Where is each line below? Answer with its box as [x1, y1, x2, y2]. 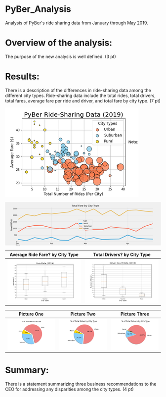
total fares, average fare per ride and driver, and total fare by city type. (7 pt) [5, 98, 161, 103]
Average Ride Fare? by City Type [9, 251, 79, 258]
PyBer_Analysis [5, 3, 72, 15]
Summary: [5, 364, 49, 376]
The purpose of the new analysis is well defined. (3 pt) [5, 53, 116, 59]
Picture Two [70, 311, 96, 317]
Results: [5, 71, 40, 82]
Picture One [18, 311, 44, 317]
